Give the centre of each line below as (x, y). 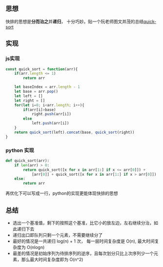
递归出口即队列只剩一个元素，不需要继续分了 (58, 235)
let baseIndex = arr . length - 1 (47, 87)
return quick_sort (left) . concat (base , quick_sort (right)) (74, 132)
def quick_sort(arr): (28, 161)
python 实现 (20, 150)
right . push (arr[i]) (51, 114)
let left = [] (29, 96)
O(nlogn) (36, 247)
